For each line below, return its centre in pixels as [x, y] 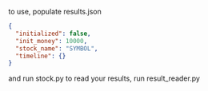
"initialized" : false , [53, 34]
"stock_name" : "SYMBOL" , [57, 48]
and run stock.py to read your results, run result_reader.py [104, 78]
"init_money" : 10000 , [52, 41]
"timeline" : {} [41, 56]
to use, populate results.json [55, 12]
